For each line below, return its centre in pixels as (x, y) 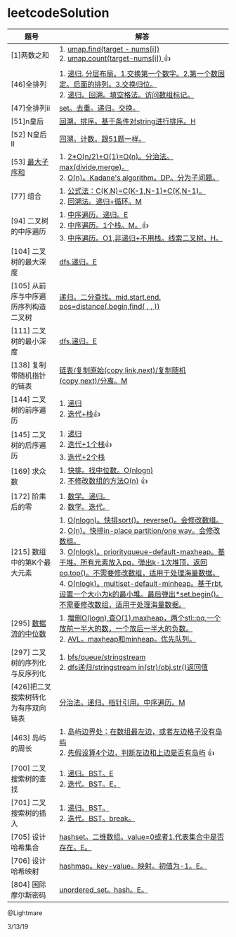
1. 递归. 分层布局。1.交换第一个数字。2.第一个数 (139, 73)
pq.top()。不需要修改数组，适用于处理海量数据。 (139, 572)
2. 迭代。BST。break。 (97, 818)
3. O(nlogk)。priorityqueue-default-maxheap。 (139, 551)
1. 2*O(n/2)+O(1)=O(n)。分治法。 (117, 157)
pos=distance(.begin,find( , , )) (110, 306)
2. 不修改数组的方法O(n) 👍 (104, 481)
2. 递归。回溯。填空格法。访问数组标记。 (127, 94)
